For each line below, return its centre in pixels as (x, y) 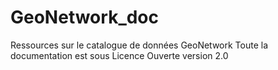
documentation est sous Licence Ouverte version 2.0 (119, 55)
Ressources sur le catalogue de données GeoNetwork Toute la (139, 45)
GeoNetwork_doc (85, 17)
